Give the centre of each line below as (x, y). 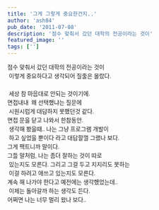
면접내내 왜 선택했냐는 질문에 (45, 103)
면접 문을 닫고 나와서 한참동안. (45, 120)
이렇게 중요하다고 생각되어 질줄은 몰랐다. (60, 76)
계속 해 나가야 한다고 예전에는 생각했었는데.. (63, 182)
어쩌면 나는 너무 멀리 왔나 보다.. (47, 200)
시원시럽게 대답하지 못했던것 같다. (51, 111)
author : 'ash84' (31, 21)
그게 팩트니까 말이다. (34, 147)
